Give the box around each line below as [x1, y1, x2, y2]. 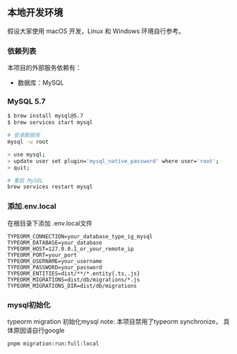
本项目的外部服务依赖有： [7, 63, 82, 72]
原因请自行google [13, 326, 65, 334]
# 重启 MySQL [7, 177, 44, 184]
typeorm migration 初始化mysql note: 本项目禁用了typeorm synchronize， [7, 317, 222, 326]
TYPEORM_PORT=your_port [7, 251, 78, 259]
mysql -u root [7, 138, 49, 146]
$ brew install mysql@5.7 [7, 112, 83, 120]
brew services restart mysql [7, 183, 93, 190]
